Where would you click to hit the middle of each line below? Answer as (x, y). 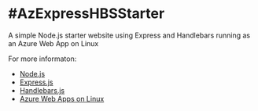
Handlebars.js (42, 90)
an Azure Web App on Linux (53, 43)
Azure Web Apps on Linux (62, 98)
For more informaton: (42, 59)
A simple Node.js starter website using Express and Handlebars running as (129, 35)
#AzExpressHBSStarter (87, 14)
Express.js (36, 82)
